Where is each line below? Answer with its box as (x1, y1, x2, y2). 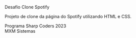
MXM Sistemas (4, 28, 36, 34)
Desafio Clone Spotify (4, 4, 50, 10)
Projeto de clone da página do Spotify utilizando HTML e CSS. (4, 14, 132, 19)
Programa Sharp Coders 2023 (4, 23, 67, 29)
